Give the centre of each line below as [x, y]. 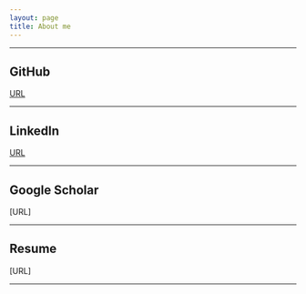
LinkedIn [35, 131]
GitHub [30, 71]
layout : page [34, 18]
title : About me [40, 26]
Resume [33, 249]
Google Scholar [54, 190]
